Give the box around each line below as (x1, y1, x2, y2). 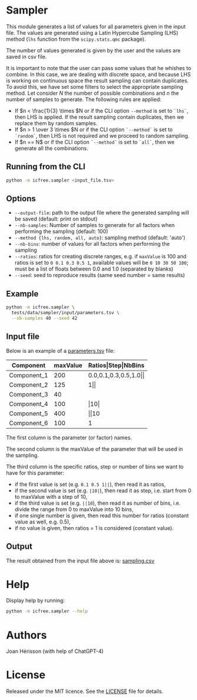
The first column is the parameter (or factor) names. (6, 434, 132, 441)
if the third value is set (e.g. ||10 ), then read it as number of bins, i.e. (14, 499, 181, 506)
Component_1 (9, 371, 48, 379)
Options (6, 194, 36, 204)
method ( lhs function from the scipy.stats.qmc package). (6, 35, 146, 42)
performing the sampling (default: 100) (14, 228, 109, 235)
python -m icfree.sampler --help (6, 608, 88, 615)
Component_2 (9, 381, 48, 389)
